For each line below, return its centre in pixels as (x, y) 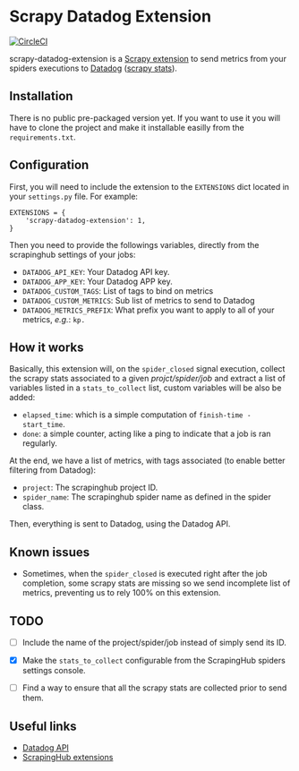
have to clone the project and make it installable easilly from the (127, 127)
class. (33, 507)
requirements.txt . (43, 137)
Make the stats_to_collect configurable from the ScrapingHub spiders (154, 661)
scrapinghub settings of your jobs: (73, 254)
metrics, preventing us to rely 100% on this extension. (121, 593)
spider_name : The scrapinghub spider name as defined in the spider (146, 497)
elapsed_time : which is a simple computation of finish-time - (137, 415)
